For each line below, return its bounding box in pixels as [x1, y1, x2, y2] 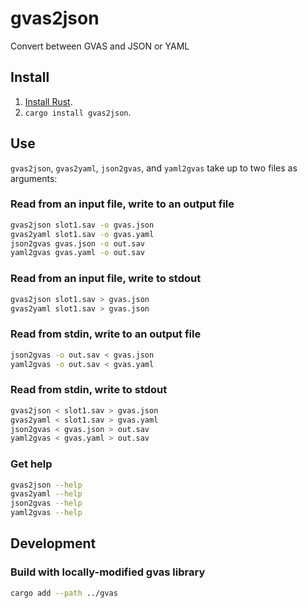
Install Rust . [24, 95, 73, 107]
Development [10, 535, 97, 552]
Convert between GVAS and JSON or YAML [10, 40, 190, 52]
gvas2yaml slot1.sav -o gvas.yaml [10, 229, 155, 239]
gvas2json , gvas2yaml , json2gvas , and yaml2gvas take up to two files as [10, 162, 298, 174]
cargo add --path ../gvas [10, 588, 118, 598]
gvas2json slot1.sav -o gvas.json [10, 220, 155, 230]
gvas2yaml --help [10, 489, 83, 499]
